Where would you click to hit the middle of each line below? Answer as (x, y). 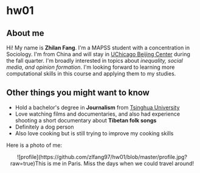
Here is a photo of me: (34, 145)
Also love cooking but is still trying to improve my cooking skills (94, 133)
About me (25, 33)
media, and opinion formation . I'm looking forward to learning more (91, 67)
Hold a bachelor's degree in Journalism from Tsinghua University (97, 107)
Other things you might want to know (78, 93)
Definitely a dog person (44, 127)
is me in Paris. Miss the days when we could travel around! (121, 163)
